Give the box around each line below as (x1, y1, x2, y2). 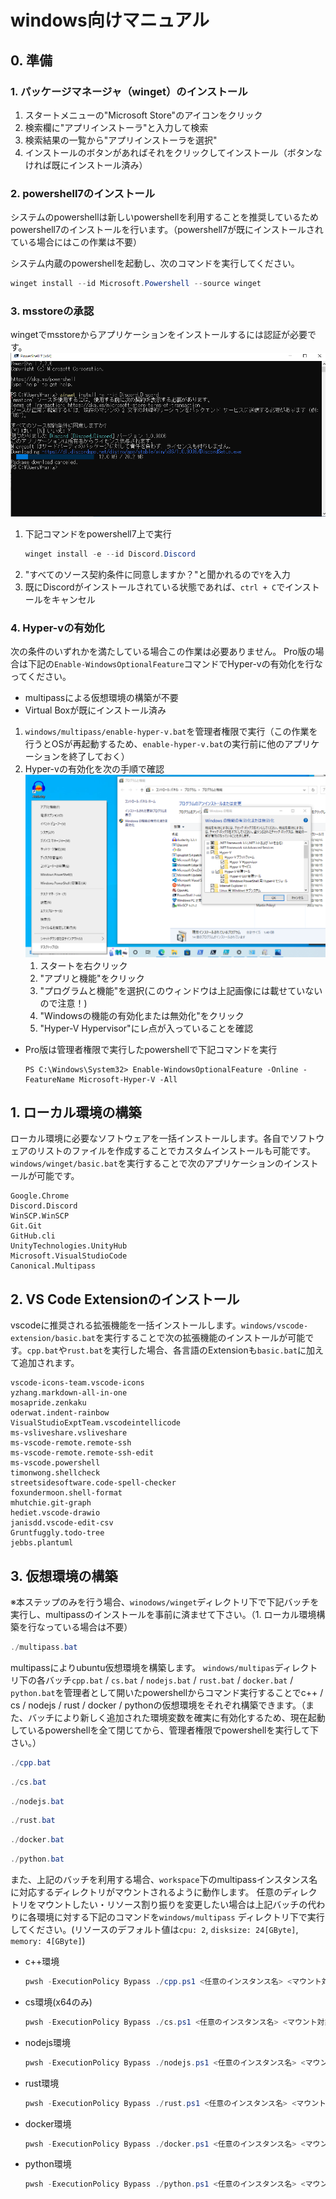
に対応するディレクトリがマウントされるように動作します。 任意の (10, 1886, 283, 1898)
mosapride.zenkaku (10, 1398, 87, 1408)
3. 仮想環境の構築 (10, 1567, 118, 1585)
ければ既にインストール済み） (24, 159, 148, 171)
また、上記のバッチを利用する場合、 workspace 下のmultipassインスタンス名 (10, 1874, 318, 1886)
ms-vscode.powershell (10, 1458, 101, 1468)
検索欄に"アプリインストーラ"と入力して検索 (24, 121, 209, 133)
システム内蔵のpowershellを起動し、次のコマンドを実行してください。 (10, 257, 300, 270)
